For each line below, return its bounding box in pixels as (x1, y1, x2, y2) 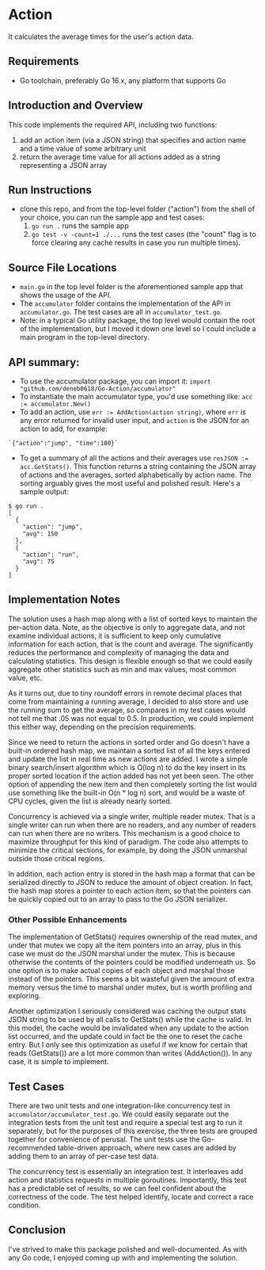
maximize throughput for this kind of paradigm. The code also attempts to (8, 837, 248, 846)
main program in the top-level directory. (19, 333, 150, 342)
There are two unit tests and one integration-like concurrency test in (8, 1100, 231, 1110)
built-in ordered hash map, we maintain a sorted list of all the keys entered (8, 746, 251, 755)
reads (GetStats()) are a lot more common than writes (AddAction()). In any (8, 1048, 252, 1058)
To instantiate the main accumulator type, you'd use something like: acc (19, 392, 253, 401)
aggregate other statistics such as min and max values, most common (8, 664, 237, 674)
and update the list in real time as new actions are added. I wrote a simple (8, 754, 248, 764)
